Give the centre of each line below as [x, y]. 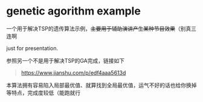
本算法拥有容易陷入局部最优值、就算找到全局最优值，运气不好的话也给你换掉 [101, 85]
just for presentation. [32, 48]
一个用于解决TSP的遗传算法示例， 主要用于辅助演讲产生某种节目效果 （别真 [99, 28]
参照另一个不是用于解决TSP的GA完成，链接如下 [66, 60]
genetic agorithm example [73, 11]
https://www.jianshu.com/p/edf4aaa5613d [73, 72]
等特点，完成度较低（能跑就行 [43, 92]
